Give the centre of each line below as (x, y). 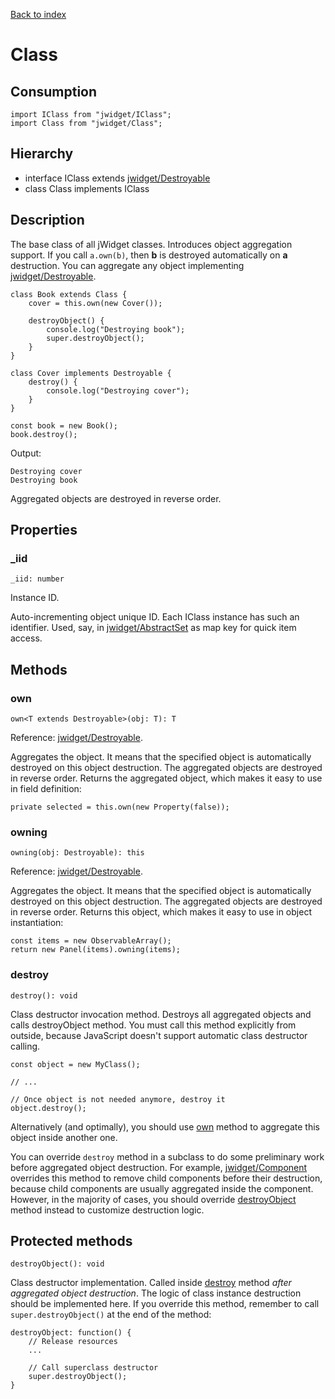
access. (26, 638)
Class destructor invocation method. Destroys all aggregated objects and (161, 1014)
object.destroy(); (48, 1108)
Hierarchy (42, 154)
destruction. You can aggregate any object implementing (127, 265)
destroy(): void (44, 995)
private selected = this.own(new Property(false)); (120, 807)
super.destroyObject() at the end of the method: (111, 1315)
